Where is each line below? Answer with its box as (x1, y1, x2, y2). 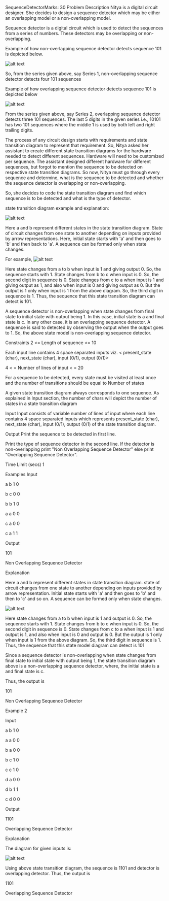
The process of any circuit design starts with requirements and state (5, 137, 148, 143)
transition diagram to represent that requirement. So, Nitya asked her (5, 142, 149, 148)
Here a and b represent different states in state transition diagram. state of (5, 580, 160, 585)
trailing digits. (5, 127, 34, 133)
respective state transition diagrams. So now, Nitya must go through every (5, 170, 160, 175)
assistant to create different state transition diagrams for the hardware (5, 148, 152, 154)
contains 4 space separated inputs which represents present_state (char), (5, 416, 159, 422)
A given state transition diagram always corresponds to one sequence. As (5, 390, 159, 395)
